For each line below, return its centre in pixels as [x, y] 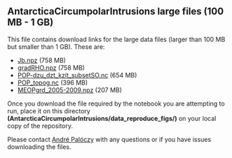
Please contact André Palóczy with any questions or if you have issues [109, 139]
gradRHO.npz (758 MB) [51, 67]
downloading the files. [39, 147]
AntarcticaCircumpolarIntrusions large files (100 [116, 12]
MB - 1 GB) [30, 23]
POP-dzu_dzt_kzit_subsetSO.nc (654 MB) [77, 75]
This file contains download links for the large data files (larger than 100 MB [116, 39]
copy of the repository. [40, 126]
